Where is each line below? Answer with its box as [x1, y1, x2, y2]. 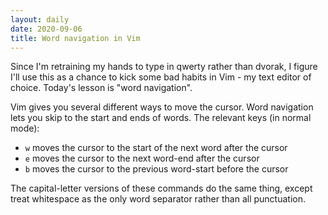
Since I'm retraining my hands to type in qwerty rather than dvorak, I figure [10, 61, 318, 73]
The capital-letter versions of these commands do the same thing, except [10, 182, 313, 195]
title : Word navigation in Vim [10, 33, 141, 43]
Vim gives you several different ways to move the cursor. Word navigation [10, 101, 314, 113]
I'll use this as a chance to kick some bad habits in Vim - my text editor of [10, 71, 312, 83]
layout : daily [10, 14, 70, 25]
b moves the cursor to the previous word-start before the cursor [24, 163, 289, 175]
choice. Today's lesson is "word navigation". [10, 82, 193, 94]
